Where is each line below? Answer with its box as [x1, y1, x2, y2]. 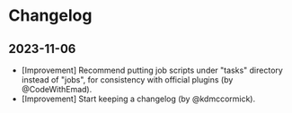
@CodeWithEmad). [21, 84, 93, 94]
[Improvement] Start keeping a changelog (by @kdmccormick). [21, 93, 256, 104]
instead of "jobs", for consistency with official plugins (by [21, 74, 234, 85]
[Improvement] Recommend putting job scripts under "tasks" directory [21, 65, 284, 75]
